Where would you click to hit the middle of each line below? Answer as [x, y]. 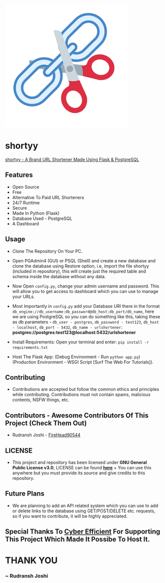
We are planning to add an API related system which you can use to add [85, 505]
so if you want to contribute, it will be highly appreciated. [70, 516]
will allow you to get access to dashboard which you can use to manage [85, 291]
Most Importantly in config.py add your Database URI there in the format [86, 306]
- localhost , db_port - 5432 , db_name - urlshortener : [67, 327]
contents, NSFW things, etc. [41, 400]
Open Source [26, 187]
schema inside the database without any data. [59, 276]
